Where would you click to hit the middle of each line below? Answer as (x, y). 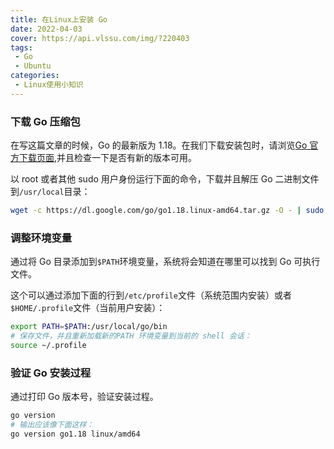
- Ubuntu (33, 66)
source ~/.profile (48, 345)
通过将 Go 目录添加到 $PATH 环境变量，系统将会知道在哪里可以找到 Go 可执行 (165, 262)
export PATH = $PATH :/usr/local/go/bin (89, 327)
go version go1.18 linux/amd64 (75, 434)
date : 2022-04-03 (46, 29)
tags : (21, 47)
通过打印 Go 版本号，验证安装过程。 (84, 397)
